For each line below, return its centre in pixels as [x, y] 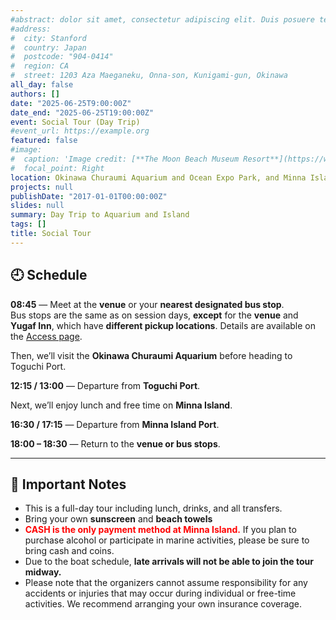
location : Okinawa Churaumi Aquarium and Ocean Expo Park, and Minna [158, 177]
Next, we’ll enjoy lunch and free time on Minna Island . [121, 405]
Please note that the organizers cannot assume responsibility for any [166, 583]
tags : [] [28, 224]
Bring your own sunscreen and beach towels [118, 519]
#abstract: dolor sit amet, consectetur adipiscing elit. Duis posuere [162, 19]
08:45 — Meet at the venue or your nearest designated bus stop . [147, 304]
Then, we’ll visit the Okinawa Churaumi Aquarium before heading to [151, 355]
